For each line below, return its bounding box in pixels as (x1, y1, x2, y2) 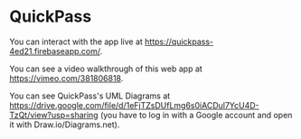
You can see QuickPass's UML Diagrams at (9, 90, 171, 101)
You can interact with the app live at (9, 36, 143, 47)
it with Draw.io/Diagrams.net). (9, 119, 120, 130)
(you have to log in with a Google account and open (99, 109, 293, 120)
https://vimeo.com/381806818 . (9, 72, 124, 83)
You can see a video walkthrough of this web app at (9, 63, 203, 74)
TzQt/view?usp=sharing (9, 109, 99, 120)
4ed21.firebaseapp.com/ (9, 45, 101, 56)
